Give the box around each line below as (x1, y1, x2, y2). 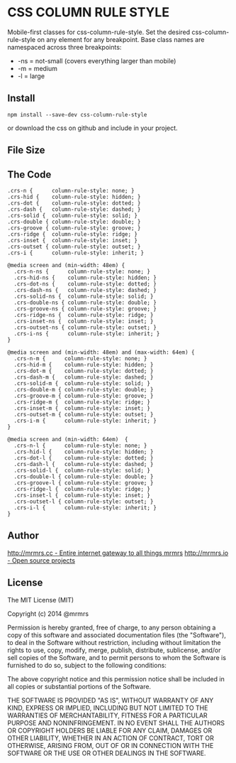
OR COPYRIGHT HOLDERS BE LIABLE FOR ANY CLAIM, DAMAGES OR (7, 726, 213, 735)
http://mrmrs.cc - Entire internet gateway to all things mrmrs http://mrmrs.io (7, 548, 229, 557)
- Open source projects (7, 556, 76, 565)
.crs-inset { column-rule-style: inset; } (7, 237, 138, 244)
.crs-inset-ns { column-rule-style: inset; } (13, 318, 154, 325)
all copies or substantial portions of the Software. (7, 682, 151, 691)
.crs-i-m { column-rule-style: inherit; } (13, 417, 157, 424)
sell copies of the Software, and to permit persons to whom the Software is (7, 653, 227, 661)
